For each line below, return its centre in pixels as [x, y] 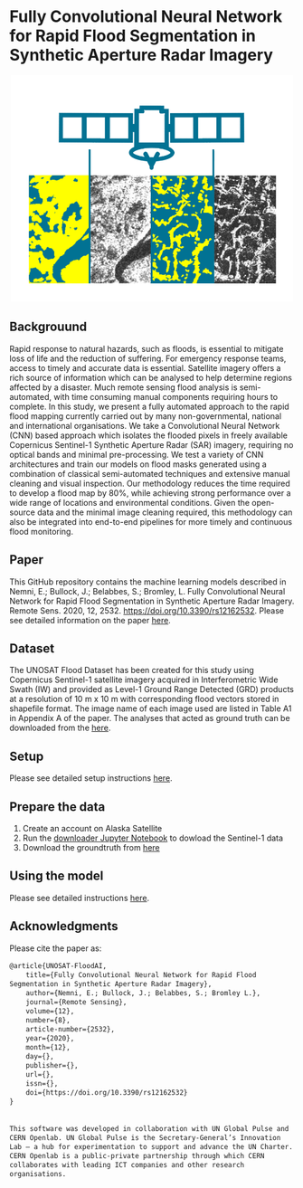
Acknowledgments [64, 926]
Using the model [57, 876]
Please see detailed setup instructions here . [91, 778]
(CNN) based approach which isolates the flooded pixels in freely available [148, 435]
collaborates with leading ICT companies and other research [127, 1164]
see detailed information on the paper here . [90, 620]
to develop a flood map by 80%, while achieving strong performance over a [150, 493]
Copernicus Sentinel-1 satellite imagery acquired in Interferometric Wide [144, 680]
